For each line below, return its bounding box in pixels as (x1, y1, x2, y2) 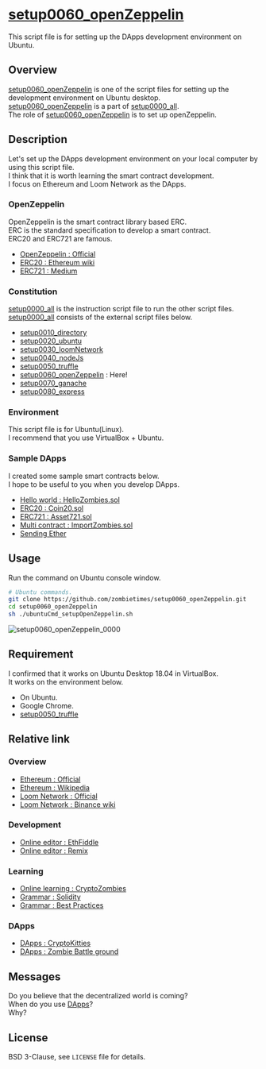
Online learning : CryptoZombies (19, 884, 127, 893)
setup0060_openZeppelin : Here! (19, 370, 129, 380)
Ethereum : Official (19, 774, 81, 784)
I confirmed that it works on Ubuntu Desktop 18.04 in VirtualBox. (8, 669, 218, 678)
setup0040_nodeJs (19, 353, 84, 363)
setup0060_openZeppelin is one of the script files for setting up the (8, 84, 229, 94)
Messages (8, 970, 61, 983)
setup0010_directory (19, 328, 87, 338)
